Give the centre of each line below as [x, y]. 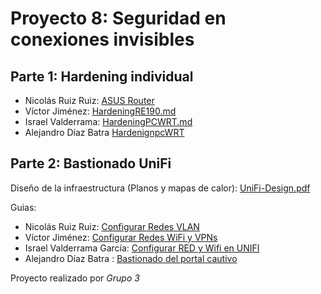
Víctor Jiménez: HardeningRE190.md [100, 111]
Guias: [23, 207]
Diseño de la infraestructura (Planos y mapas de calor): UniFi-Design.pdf [160, 188]
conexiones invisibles [102, 39]
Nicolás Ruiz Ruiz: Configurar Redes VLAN [112, 226]
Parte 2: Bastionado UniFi [91, 163]
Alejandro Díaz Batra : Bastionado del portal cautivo [131, 258]
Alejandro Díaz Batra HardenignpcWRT [104, 132]
